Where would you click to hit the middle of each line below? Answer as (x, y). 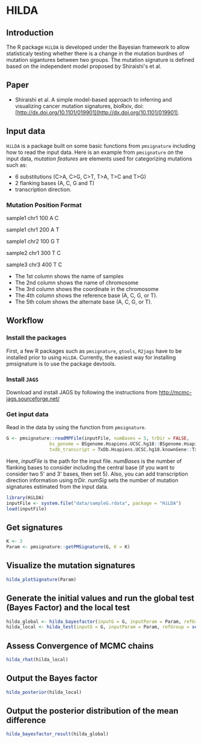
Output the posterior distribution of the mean (92, 711)
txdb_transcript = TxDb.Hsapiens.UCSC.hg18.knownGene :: (121, 449)
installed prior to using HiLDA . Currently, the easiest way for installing (91, 357)
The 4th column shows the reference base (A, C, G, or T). (86, 295)
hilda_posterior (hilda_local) (44, 692)
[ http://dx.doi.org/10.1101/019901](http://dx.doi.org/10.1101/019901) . (97, 112)
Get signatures (35, 527)
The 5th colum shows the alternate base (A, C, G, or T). (83, 302)
